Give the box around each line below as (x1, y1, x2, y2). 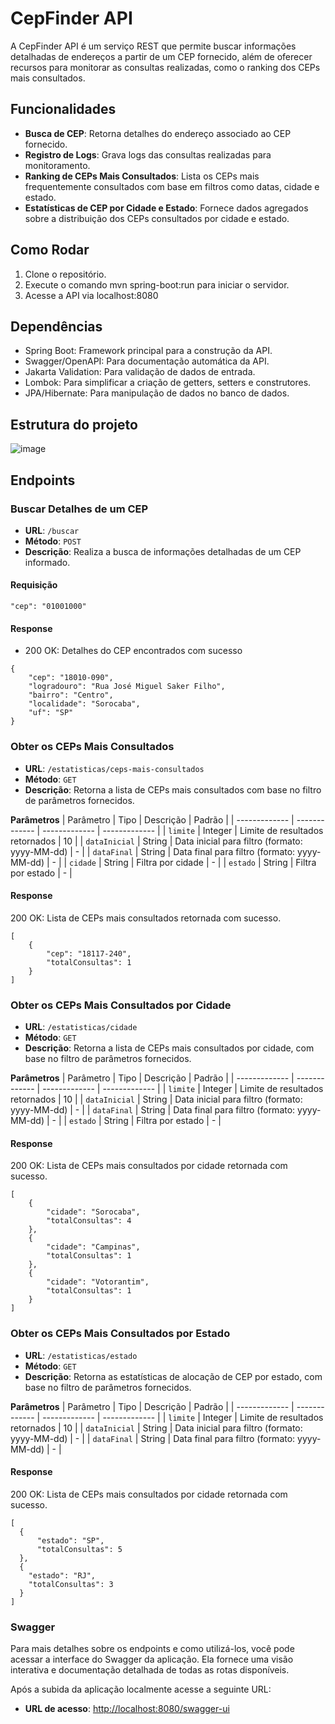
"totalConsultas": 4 (46, 1216, 132, 1226)
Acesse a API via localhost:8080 (24, 289, 159, 301)
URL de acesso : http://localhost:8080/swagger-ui (24, 1703, 230, 1715)
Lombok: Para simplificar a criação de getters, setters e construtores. (24, 377, 312, 389)
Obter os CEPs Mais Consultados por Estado (10, 1327, 231, 1341)
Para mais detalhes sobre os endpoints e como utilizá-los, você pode (10, 1643, 295, 1655)
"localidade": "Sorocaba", (28, 699, 141, 709)
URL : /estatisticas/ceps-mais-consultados (24, 762, 205, 774)
